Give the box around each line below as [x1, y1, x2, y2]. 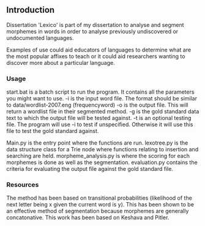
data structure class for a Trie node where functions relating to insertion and [6, 146, 199, 153]
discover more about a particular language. [6, 59, 115, 66]
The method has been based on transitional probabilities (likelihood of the [6, 194, 193, 202]
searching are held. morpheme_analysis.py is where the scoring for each [6, 153, 190, 160]
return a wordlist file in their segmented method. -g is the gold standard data [6, 108, 199, 115]
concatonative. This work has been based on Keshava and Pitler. [6, 214, 170, 221]
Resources [6, 181, 39, 189]
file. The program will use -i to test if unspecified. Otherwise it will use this [6, 121, 194, 128]
